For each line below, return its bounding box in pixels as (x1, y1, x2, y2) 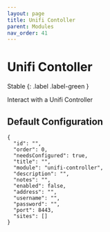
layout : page (7, 10, 45, 17)
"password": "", (13, 201, 60, 208)
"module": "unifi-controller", (13, 164, 104, 171)
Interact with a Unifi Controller (7, 96, 93, 104)
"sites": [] (13, 213, 48, 220)
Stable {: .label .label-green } (7, 82, 89, 91)
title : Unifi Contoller (7, 17, 76, 24)
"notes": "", (13, 177, 51, 184)
